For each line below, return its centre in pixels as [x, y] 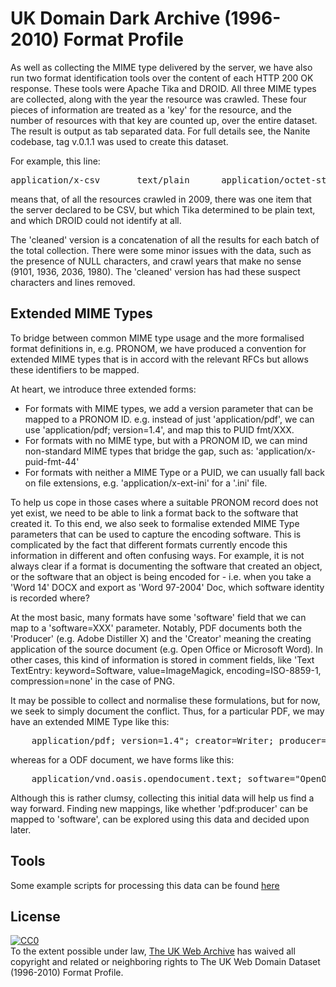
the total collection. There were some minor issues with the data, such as [161, 250]
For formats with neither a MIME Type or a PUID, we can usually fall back [175, 472]
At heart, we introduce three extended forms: [103, 389]
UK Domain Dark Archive [115, 18]
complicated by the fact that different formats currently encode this [149, 544]
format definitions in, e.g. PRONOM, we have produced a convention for [158, 348]
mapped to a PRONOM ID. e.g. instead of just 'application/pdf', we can [169, 419]
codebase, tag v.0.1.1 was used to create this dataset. [119, 141]
